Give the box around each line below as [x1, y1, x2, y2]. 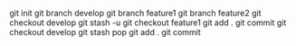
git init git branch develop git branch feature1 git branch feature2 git [9, 8, 262, 18]
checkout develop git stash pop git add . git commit [9, 27, 201, 37]
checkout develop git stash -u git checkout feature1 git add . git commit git [9, 17, 287, 28]
